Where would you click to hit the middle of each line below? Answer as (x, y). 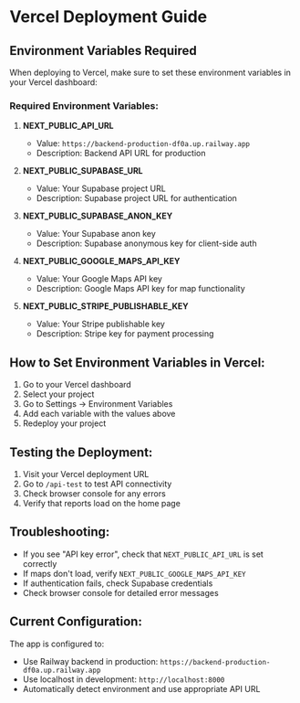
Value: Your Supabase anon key (96, 234)
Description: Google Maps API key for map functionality (141, 289)
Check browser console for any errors (94, 493)
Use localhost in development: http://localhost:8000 (124, 679)
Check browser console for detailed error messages (120, 592)
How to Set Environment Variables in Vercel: (138, 362)
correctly (40, 563)
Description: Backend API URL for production (121, 154)
